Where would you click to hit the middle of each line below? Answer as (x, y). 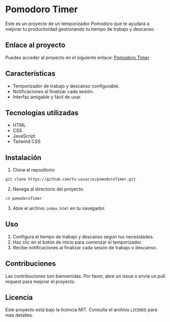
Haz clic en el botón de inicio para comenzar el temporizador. (77, 242)
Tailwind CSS (27, 141)
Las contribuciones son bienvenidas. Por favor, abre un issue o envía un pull (85, 276)
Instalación (23, 157)
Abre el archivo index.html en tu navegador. (59, 208)
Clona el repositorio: (34, 170)
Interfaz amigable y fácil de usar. (47, 97)
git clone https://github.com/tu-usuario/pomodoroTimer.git (71, 179)
